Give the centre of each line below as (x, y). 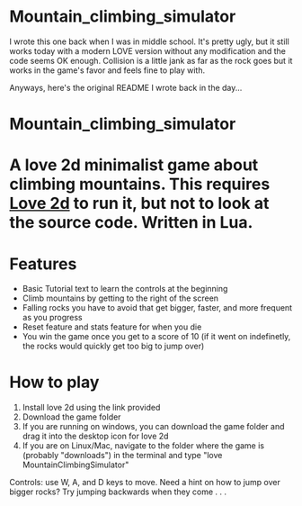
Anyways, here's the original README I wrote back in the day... (126, 87)
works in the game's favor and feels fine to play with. (107, 70)
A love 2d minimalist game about (134, 165)
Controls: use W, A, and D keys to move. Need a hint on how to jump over (145, 483)
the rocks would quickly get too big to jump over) (113, 346)
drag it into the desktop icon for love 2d (95, 436)
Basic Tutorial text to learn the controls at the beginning (125, 289)
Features (43, 264)
